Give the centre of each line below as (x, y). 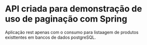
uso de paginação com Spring (66, 19)
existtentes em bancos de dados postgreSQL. (51, 37)
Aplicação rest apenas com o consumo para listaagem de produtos (72, 32)
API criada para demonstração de (73, 9)
